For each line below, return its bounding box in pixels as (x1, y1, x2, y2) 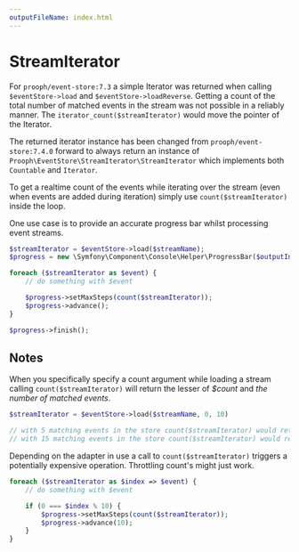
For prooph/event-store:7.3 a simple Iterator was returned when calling (9, 81, 272, 92)
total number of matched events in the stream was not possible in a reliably (9, 100, 285, 110)
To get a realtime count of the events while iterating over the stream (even (9, 182, 280, 192)
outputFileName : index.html (9, 12, 114, 22)
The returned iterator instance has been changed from (9, 135, 209, 147)
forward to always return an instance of (54, 145, 200, 156)
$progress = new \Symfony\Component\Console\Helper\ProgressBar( (9, 253, 256, 262)
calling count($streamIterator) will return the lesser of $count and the (9, 384, 268, 394)
